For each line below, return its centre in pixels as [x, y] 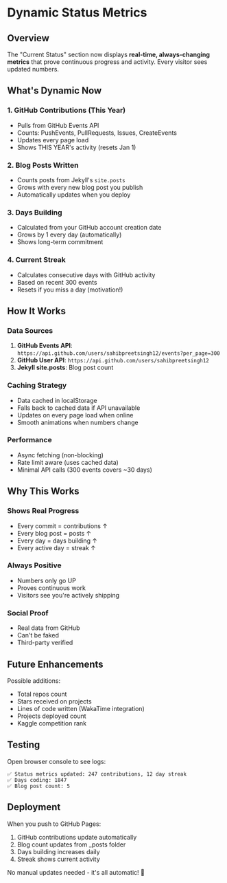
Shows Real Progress [43, 511]
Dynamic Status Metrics [77, 13]
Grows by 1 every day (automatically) [69, 235]
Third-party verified [45, 643]
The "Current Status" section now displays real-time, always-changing [109, 54]
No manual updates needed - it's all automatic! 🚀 [76, 872]
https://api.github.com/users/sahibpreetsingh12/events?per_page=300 [119, 353]
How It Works [37, 311]
